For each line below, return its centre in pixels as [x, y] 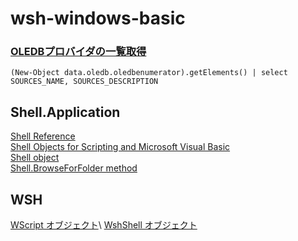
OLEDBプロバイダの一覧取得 [78, 52]
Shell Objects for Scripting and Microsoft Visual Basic [120, 147]
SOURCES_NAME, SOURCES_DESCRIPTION [84, 82]
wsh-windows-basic [98, 18]
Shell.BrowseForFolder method [74, 168]
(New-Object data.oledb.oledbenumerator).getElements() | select [149, 73]
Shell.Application [65, 112]
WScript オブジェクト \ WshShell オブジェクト [104, 225]
